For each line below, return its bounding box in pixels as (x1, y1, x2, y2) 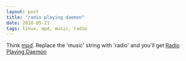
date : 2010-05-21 (6, 20, 50, 26)
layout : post (6, 8, 39, 15)
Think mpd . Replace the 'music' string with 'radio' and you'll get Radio (6, 42, 180, 49)
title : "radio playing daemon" (6, 14, 85, 20)
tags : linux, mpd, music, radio (6, 25, 87, 32)
